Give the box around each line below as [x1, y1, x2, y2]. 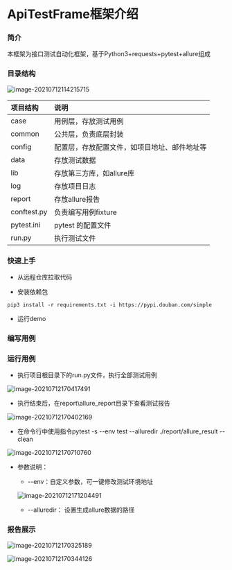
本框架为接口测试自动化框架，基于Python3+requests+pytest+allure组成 [7, 50, 211, 58]
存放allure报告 [54, 194, 100, 204]
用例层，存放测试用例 [54, 116, 124, 126]
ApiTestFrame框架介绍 [7, 6, 139, 22]
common [10, 129, 39, 139]
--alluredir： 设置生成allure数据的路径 [27, 506, 135, 514]
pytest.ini [10, 220, 41, 230]
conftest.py [10, 207, 48, 216]
